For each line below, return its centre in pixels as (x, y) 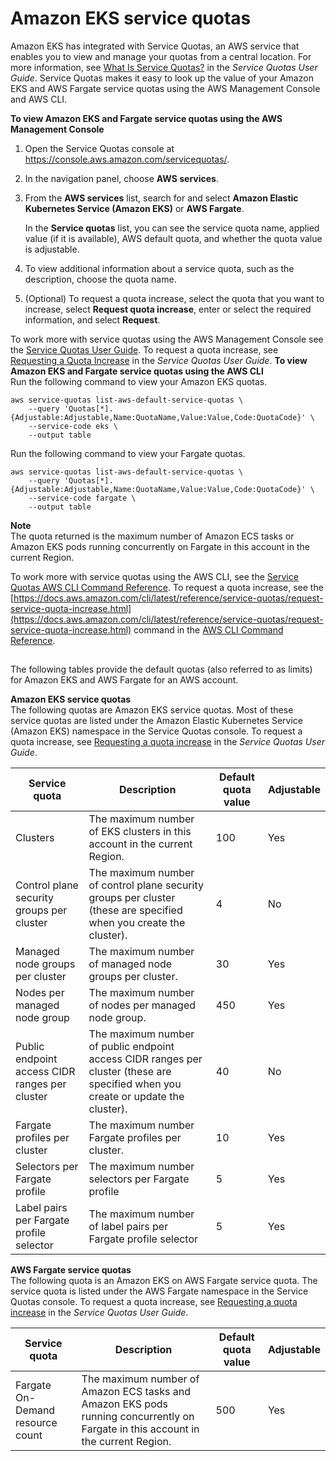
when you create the (137, 923)
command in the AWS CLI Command (208, 629)
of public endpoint (131, 1047)
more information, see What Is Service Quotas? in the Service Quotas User (164, 67)
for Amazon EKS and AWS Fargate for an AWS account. (124, 680)
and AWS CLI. (39, 99)
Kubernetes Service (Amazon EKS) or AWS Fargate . (134, 208)
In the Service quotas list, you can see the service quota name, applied (172, 228)
